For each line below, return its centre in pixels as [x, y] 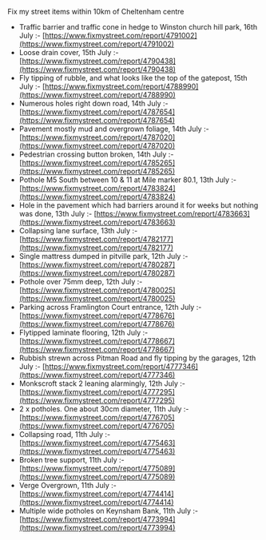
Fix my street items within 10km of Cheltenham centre [96, 12]
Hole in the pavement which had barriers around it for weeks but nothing [139, 205]
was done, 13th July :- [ [58, 214]
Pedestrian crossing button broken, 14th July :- [96, 154]
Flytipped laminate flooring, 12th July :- [83, 332]
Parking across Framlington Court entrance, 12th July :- [110, 307]
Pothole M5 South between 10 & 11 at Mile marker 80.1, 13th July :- [128, 180]
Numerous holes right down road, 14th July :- [93, 103]
